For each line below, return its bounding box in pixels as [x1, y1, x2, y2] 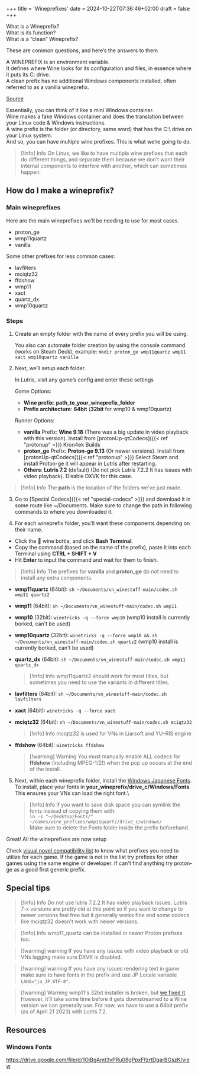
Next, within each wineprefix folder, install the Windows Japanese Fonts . [14, 777, 192, 784]
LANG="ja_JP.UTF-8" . [20, 977, 70, 984]
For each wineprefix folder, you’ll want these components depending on [14, 519, 190, 527]
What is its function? [6, 29, 56, 36]
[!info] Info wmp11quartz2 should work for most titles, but [29, 672, 168, 679]
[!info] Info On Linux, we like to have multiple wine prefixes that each [20, 150, 188, 157]
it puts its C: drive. [6, 71, 51, 78]
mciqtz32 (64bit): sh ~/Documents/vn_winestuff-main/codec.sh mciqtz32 [14, 718, 192, 726]
